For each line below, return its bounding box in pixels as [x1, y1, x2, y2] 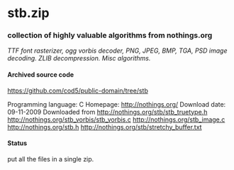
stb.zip [7, 5, 50, 21]
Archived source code [7, 70, 74, 79]
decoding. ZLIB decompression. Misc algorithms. [7, 54, 151, 63]
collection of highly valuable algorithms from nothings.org [7, 31, 213, 41]
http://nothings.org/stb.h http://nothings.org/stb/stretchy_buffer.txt [7, 122, 202, 131]
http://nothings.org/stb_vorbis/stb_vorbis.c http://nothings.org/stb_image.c [7, 115, 225, 124]
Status [7, 139, 28, 147]
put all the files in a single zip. [7, 154, 94, 163]
